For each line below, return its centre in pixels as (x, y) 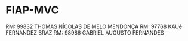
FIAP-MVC (32, 10)
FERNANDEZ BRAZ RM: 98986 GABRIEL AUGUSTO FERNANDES (85, 32)
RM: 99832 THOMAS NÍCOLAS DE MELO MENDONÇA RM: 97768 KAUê (94, 26)
